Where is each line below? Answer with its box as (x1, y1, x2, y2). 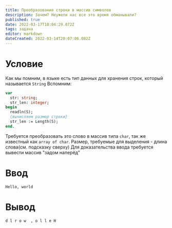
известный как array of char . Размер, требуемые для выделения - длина (5, 138, 167, 144)
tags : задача (5, 27, 33, 32)
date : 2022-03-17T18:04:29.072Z (5, 22, 74, 27)
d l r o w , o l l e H (5, 218, 56, 223)
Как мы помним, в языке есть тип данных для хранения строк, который (5, 75, 163, 81)
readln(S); (10, 110, 33, 115)
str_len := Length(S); (10, 119, 59, 125)
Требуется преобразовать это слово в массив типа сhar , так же (5, 133, 146, 139)
